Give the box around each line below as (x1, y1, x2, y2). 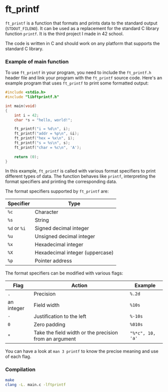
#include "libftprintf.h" (5, 94, 59, 99)
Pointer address (34, 257, 72, 264)
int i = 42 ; (14, 112, 39, 118)
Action (71, 282, 87, 289)
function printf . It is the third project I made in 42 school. (5, 30, 124, 36)
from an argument (33, 335, 76, 342)
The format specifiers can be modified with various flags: (5, 270, 123, 276)
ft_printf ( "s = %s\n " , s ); (14, 140, 70, 145)
